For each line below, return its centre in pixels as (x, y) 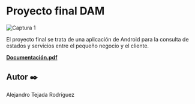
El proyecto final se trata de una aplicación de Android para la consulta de (97, 39)
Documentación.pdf (32, 57)
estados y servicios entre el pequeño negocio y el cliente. (77, 46)
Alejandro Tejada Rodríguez (40, 94)
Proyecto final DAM (55, 11)
